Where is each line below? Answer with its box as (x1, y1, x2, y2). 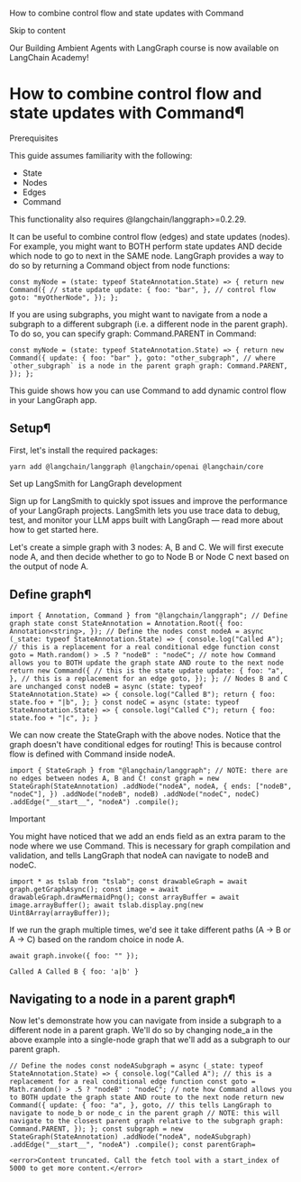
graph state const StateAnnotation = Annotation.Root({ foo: (9, 618, 244, 628)
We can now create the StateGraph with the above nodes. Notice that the (9, 729, 281, 740)
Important (9, 813, 46, 824)
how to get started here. (9, 524, 99, 535)
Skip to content (9, 25, 66, 35)
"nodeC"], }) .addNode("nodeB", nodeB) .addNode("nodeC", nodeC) (9, 789, 260, 799)
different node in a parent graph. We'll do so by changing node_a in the (9, 1025, 273, 1036)
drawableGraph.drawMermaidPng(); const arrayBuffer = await (9, 893, 241, 902)
